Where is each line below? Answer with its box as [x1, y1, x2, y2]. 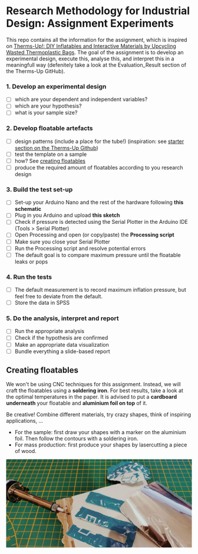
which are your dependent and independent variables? [14, 96, 148, 103]
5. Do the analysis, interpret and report [6, 314, 119, 322]
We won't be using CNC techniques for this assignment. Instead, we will [6, 381, 181, 388]
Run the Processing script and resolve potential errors [14, 245, 146, 252]
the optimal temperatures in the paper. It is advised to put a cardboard [6, 393, 177, 400]
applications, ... [6, 418, 43, 425]
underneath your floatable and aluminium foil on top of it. [6, 400, 147, 407]
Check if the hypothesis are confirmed [14, 334, 108, 341]
